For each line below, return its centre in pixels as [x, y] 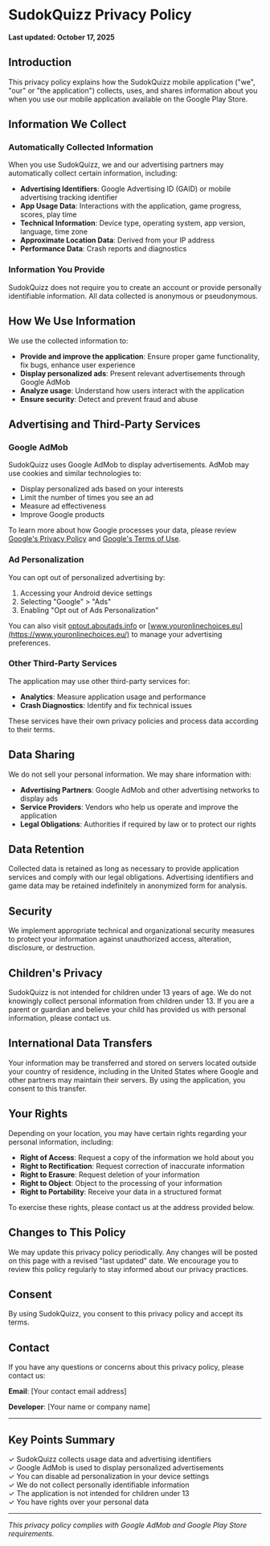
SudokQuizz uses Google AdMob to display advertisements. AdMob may [129, 465]
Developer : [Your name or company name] [80, 1407]
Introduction [40, 62]
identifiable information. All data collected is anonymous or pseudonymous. [133, 296]
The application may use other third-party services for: [99, 681]
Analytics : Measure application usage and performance [113, 696]
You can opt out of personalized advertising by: [87, 577]
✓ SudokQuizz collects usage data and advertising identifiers [110, 1459]
